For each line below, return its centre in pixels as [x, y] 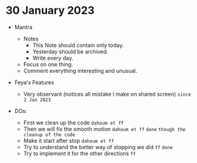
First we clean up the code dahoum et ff [74, 122]
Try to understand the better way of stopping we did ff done [98, 147]
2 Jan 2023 [37, 100]
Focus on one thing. [48, 64]
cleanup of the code [49, 135]
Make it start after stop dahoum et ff [69, 140]
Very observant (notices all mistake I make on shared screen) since [107, 94]
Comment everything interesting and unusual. [80, 70]
